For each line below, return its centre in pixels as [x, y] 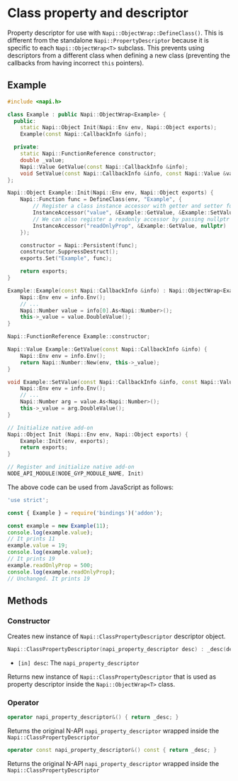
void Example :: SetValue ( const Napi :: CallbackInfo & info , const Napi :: [114, 382]
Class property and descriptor [98, 13]
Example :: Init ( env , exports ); [65, 441]
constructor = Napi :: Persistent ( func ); [79, 245]
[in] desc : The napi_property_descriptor [78, 663]
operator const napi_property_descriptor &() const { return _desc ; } [112, 750]
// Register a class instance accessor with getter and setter [128, 206]
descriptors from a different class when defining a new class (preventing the [119, 55]
